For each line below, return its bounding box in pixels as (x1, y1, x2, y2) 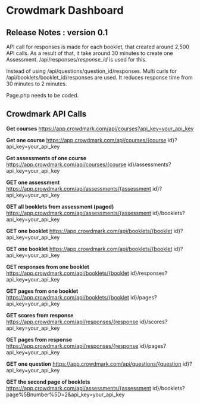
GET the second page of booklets (6, 378, 90, 385)
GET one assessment (6, 179, 60, 186)
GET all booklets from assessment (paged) (6, 203, 114, 210)
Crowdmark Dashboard (6, 4, 124, 17)
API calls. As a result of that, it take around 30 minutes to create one (6, 50, 174, 57)
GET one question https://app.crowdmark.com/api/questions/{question (6, 360, 182, 368)
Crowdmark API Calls (6, 109, 87, 120)
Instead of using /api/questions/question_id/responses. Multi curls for (6, 68, 177, 75)
